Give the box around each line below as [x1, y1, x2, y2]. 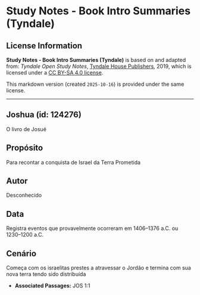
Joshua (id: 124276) [6, 110, 82, 120]
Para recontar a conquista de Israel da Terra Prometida [6, 159, 141, 166]
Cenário [6, 249, 37, 259]
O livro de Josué [6, 125, 46, 132]
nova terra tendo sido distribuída [6, 271, 86, 278]
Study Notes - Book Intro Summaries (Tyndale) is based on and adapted [6, 57, 186, 63]
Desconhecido [6, 192, 42, 199]
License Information [6, 41, 82, 51]
